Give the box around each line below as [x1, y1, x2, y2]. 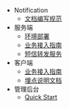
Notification [13, 6, 48, 14]
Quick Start [24, 93, 58, 101]
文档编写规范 [24, 14, 62, 23]
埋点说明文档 [24, 76, 62, 84]
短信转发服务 [24, 49, 62, 58]
